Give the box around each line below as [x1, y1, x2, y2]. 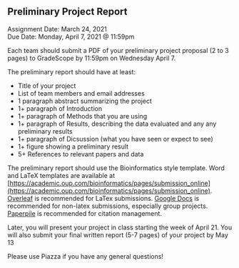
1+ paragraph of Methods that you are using [17, 111, 148, 120]
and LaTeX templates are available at [7, 171, 116, 179]
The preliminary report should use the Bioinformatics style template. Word [7, 164, 225, 172]
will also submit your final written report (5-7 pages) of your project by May [7, 230, 228, 239]
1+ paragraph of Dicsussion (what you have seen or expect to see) [17, 134, 214, 143]
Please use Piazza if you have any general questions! [7, 252, 164, 260]
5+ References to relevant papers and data [17, 149, 144, 158]
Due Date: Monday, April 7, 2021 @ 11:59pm [7, 32, 135, 41]
